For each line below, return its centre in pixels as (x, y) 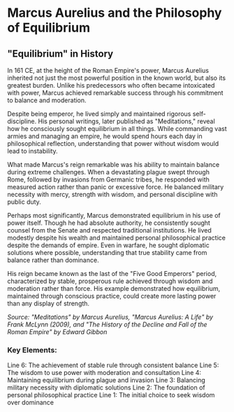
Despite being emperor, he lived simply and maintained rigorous (99, 114)
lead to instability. (32, 151)
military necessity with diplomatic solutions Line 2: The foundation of (106, 387)
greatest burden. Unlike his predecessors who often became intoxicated (111, 85)
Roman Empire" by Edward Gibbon (57, 332)
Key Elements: (32, 350)
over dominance (31, 403)
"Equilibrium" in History (60, 54)
